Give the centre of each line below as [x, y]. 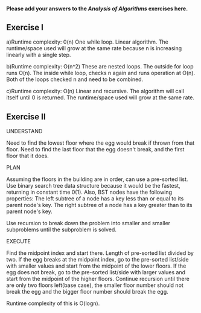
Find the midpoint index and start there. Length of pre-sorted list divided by [100, 253]
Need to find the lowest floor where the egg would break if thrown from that [101, 143]
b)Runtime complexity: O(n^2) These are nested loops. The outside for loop [100, 67]
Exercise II [26, 117]
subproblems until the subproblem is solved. [61, 229]
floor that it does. [28, 156]
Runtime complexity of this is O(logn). [53, 303]
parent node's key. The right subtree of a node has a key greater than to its [99, 205]
